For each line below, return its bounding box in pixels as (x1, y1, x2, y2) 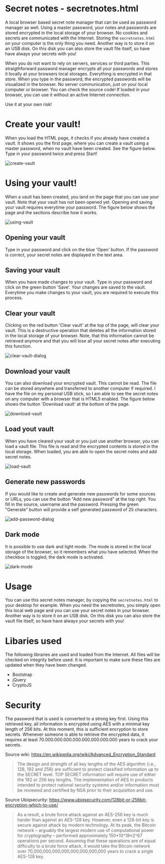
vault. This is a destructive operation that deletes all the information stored (5, 328, 156, 334)
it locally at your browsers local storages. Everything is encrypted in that (5, 71, 152, 76)
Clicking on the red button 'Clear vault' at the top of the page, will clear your (5, 322, 160, 328)
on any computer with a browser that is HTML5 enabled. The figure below (5, 396, 155, 402)
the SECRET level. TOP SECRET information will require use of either (17, 772, 156, 778)
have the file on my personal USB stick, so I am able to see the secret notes (5, 391, 159, 397)
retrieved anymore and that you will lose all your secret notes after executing (5, 338, 161, 344)
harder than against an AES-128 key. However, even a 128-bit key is (17, 817, 154, 823)
